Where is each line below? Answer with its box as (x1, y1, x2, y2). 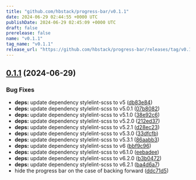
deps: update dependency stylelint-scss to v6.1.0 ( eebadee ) (14, 148, 159, 155)
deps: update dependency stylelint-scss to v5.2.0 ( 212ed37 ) (14, 117, 160, 124)
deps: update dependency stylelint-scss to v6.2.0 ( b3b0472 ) (14, 155, 162, 162)
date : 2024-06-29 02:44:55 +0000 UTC (6, 14, 98, 20)
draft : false (6, 25, 38, 31)
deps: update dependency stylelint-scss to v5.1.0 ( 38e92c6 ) (14, 112, 160, 119)
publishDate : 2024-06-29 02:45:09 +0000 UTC (6, 19, 116, 25)
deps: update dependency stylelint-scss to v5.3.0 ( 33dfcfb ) (14, 130, 159, 137)
